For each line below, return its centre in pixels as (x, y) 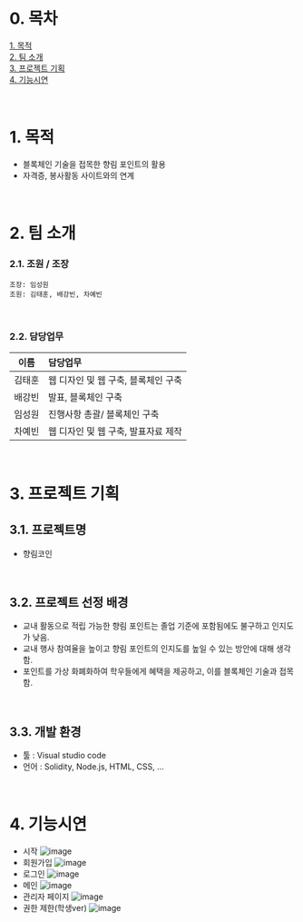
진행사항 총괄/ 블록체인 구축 (104, 414)
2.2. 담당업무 (37, 337)
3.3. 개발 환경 (45, 732)
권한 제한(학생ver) (55, 908)
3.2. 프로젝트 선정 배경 (69, 603)
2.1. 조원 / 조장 (39, 263)
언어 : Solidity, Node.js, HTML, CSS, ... (93, 767)
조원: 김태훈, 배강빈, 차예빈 (56, 295)
